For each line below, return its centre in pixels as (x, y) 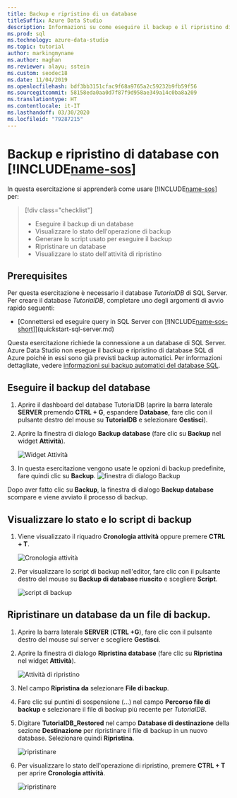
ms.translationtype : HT (42, 100)
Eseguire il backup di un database (84, 224)
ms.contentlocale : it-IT (44, 106)
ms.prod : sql (26, 34)
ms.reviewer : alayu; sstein (49, 66)
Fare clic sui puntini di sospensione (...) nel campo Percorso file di (114, 702)
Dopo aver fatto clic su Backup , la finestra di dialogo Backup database (110, 490)
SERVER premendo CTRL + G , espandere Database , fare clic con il (115, 412)
